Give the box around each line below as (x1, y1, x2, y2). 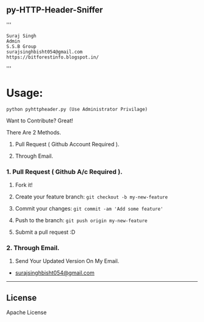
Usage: (6, 86, 44, 100)
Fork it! (15, 181, 33, 189)
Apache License (6, 309, 47, 316)
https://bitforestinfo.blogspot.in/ (6, 54, 99, 60)
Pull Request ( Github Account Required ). (15, 140, 120, 148)
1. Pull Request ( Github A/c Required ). (6, 167, 123, 176)
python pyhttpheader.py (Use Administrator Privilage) (6, 106, 148, 112)
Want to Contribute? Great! (6, 117, 73, 124)
